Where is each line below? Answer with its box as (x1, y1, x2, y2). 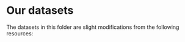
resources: (6, 29, 34, 37)
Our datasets (6, 4, 74, 17)
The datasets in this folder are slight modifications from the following (6, 23, 180, 31)
